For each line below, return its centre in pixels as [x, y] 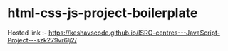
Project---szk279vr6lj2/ [42, 40]
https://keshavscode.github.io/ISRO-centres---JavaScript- [135, 33]
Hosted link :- [27, 33]
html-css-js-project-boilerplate [103, 13]
